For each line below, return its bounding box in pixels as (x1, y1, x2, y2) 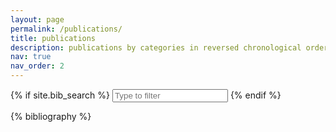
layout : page (10, 14, 65, 25)
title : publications (10, 33, 97, 43)
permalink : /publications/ (10, 24, 123, 34)
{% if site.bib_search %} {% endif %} (10, 89, 282, 101)
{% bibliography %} (10, 111, 92, 122)
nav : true (10, 52, 52, 62)
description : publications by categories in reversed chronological (10, 42, 302, 53)
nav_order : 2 (10, 61, 65, 71)
